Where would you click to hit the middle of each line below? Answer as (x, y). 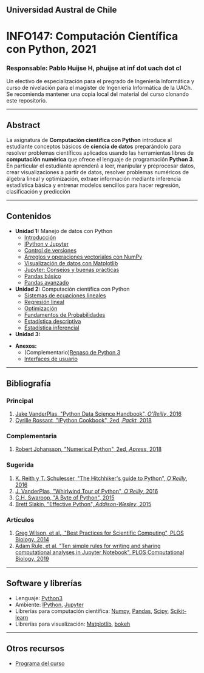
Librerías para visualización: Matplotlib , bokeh (73, 624)
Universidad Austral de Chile (62, 10)
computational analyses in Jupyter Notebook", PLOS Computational (100, 552)
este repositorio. (27, 100)
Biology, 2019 (32, 559)
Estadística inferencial (52, 328)
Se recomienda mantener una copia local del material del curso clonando (98, 94)
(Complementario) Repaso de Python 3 (72, 352)
